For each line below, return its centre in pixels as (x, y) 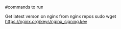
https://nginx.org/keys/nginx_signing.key (46, 22)
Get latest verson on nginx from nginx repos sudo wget (61, 16)
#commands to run (24, 7)
